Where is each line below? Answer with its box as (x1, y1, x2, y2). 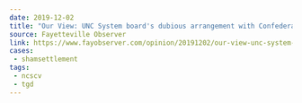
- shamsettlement (13, 55, 78, 64)
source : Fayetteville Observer (9, 30, 127, 39)
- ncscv (13, 72, 42, 81)
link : (9, 38, 30, 47)
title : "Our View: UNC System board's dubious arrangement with (9, 21, 255, 30)
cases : (9, 47, 34, 56)
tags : (9, 64, 30, 73)
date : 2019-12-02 (9, 13, 75, 22)
